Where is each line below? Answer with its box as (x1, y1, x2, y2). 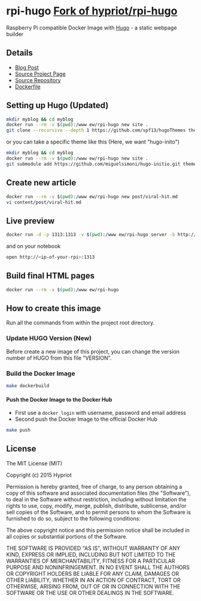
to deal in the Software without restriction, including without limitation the (6, 495, 187, 503)
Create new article (6, 178, 77, 188)
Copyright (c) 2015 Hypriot (6, 471, 72, 479)
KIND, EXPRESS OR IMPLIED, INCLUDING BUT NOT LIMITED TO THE (6, 551, 176, 558)
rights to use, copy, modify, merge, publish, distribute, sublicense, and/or (6, 502, 187, 509)
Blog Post (14, 64, 39, 71)
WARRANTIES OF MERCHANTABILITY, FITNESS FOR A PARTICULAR (6, 557, 175, 564)
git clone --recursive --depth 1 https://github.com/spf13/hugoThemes (6, 127, 186, 133)
